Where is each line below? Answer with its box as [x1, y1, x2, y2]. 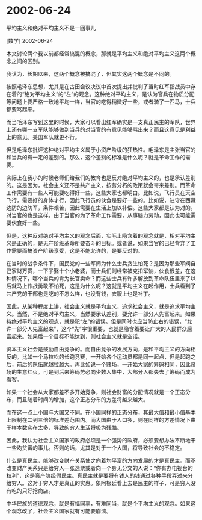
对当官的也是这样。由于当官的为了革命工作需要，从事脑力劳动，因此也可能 [6, 211, 191, 218]
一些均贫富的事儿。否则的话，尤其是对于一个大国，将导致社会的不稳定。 [6, 444, 185, 451]
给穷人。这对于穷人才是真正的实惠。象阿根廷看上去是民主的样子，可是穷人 [6, 479, 191, 486]
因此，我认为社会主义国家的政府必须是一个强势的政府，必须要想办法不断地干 [6, 436, 196, 444]
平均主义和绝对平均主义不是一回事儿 [6, 24, 96, 31]
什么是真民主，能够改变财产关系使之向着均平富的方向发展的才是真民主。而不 [6, 457, 196, 464]
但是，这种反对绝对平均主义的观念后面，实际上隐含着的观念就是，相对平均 [6, 232, 191, 239]
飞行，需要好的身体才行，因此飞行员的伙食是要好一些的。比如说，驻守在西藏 [6, 196, 196, 203]
